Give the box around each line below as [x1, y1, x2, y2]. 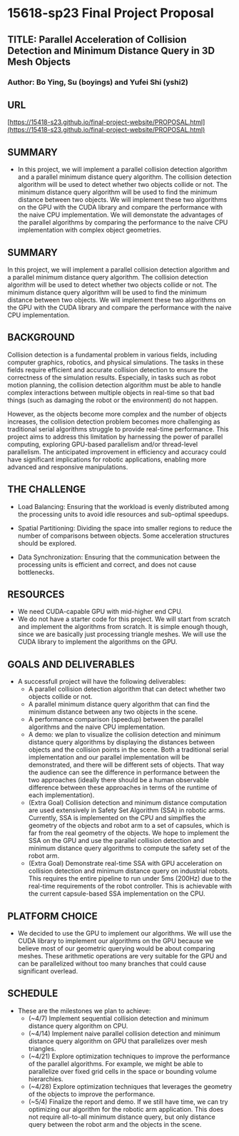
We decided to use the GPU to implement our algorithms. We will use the [17, 929, 232, 937]
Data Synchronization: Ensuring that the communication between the [17, 553, 220, 561]
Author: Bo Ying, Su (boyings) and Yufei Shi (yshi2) [7, 77, 189, 87]
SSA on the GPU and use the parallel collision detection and [28, 836, 205, 845]
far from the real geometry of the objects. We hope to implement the [28, 829, 230, 837]
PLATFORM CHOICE [7, 910, 98, 922]
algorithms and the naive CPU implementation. [28, 722, 166, 732]
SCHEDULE [7, 988, 59, 1000]
